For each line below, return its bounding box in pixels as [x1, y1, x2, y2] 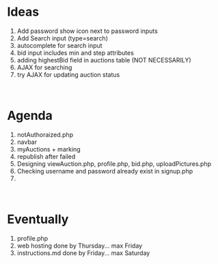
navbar [16, 138, 38, 146]
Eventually [7, 212, 69, 227]
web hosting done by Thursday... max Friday [16, 241, 143, 250]
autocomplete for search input [16, 41, 103, 49]
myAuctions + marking [16, 145, 81, 153]
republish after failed [16, 152, 76, 160]
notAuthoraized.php [16, 130, 74, 139]
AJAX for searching [16, 63, 72, 71]
